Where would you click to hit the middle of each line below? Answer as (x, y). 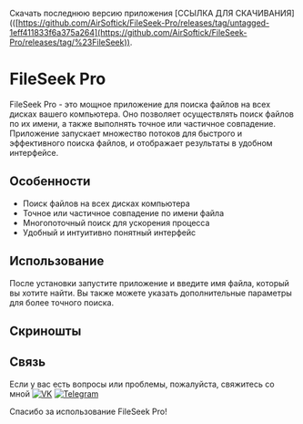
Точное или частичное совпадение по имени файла (123, 212)
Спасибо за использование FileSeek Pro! (88, 411)
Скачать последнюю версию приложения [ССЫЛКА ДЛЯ (121, 13)
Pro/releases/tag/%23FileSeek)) (70, 42)
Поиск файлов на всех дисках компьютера (106, 203)
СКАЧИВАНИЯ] (265, 13)
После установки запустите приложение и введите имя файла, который (149, 283)
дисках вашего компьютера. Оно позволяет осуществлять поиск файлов (151, 114)
